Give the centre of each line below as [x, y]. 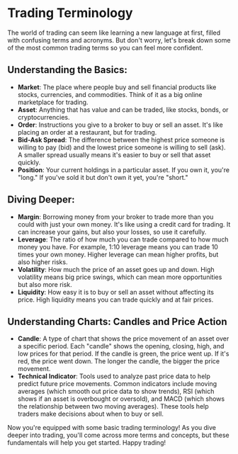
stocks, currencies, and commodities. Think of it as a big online [110, 94]
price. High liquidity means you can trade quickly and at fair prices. [115, 300]
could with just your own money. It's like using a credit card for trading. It [124, 224]
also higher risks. [42, 262]
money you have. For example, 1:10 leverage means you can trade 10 [118, 246]
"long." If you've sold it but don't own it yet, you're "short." [103, 177]
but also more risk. [45, 284]
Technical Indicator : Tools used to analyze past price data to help [114, 376]
